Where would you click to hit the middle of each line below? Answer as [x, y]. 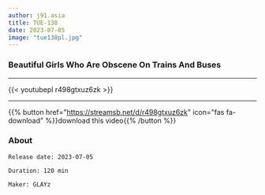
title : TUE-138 [33, 23]
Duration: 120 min [38, 171]
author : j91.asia [37, 15]
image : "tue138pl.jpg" [45, 37]
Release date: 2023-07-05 [50, 157]
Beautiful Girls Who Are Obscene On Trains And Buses [115, 65]
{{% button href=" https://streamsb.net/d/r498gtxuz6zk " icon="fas [116, 112]
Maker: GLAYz [30, 184]
